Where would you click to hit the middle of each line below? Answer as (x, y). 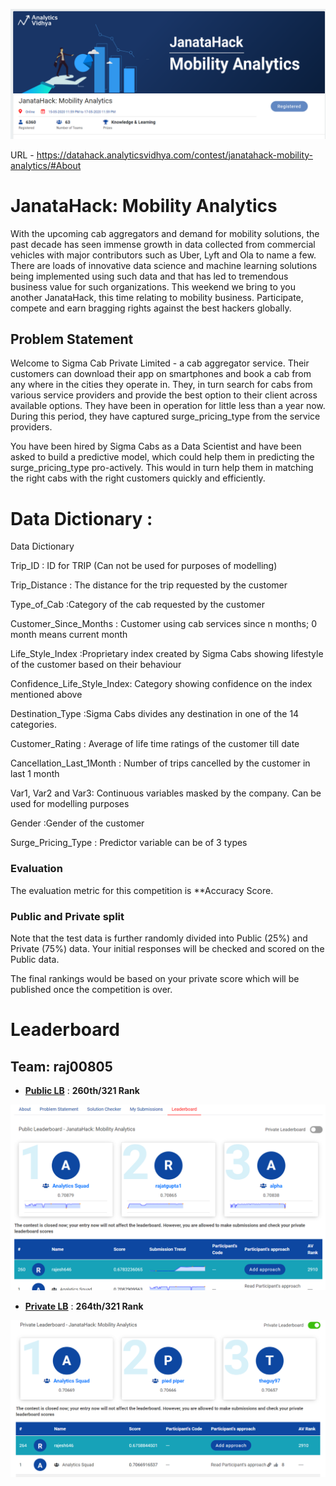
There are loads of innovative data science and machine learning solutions (164, 265)
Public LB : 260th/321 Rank (82, 1090)
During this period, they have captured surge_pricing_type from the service (165, 416)
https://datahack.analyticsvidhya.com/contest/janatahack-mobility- (174, 155)
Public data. (35, 959)
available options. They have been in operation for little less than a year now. (168, 406)
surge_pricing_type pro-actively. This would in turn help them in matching (162, 468)
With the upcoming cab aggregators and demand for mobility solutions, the (165, 233)
